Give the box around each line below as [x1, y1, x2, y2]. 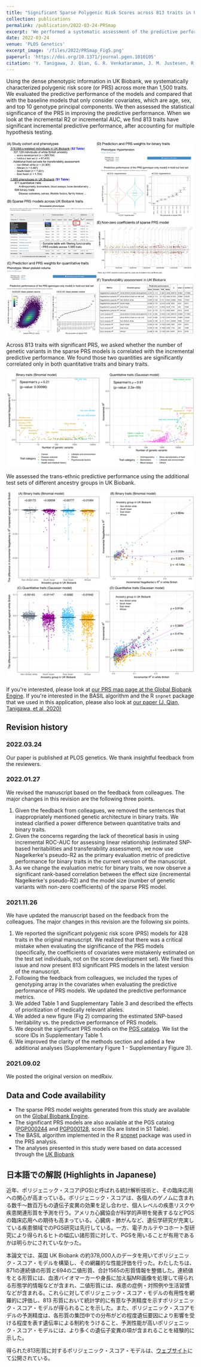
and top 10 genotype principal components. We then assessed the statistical [6, 102, 194, 110]
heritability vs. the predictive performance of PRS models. [14, 1019, 158, 1026]
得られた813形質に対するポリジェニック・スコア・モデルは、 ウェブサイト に [6, 1347, 193, 1354]
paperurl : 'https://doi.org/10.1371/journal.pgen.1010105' [6, 54, 157, 60]
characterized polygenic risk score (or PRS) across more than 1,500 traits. [6, 84, 188, 91]
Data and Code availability [6, 1090, 106, 1100]
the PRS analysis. [14, 1138, 58, 1145]
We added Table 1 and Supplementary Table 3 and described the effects [14, 1000, 193, 1007]
